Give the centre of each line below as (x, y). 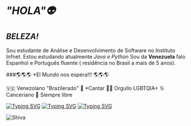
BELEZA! (23, 36)
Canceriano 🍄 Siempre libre (39, 95)
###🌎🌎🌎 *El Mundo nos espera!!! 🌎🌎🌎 (58, 74)
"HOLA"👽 (31, 11)
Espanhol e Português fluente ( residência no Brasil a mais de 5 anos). (91, 63)
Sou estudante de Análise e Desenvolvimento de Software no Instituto (91, 50)
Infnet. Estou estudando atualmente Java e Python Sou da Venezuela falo (96, 57)
